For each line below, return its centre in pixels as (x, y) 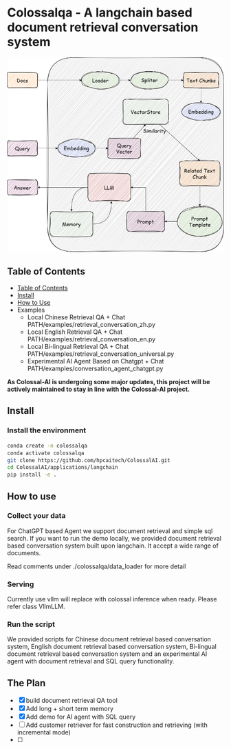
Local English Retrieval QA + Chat (75, 332)
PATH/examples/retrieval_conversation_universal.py (101, 354)
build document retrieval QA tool (72, 701)
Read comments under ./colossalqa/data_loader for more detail (97, 566)
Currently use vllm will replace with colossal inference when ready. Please (112, 599)
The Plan (26, 683)
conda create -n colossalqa (47, 446)
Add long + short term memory (70, 709)
